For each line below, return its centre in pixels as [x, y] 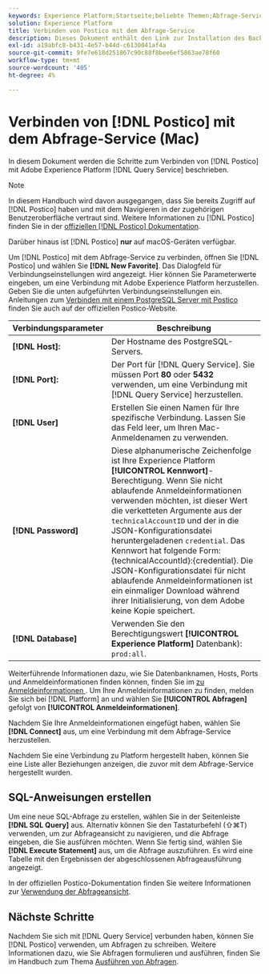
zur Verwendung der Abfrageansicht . [70, 892]
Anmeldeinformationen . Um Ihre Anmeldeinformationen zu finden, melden [131, 690]
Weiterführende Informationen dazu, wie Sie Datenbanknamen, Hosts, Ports [133, 673]
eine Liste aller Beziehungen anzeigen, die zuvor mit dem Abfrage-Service [131, 764]
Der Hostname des [146, 341]
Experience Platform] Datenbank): [177, 643]
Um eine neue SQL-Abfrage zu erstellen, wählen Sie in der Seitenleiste [124, 816]
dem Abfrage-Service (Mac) [104, 139]
